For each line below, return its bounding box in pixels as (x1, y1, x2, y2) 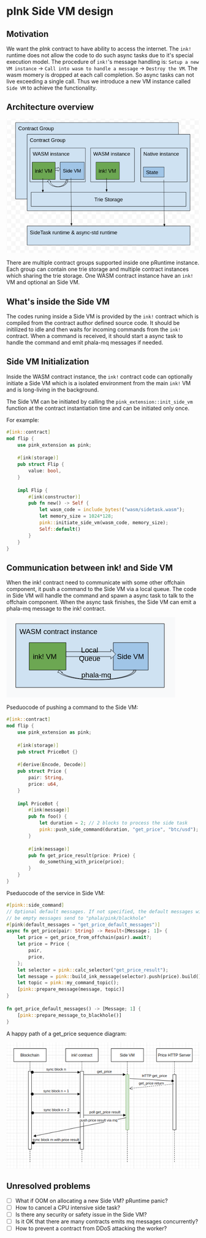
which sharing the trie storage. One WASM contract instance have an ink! (6, 272, 194, 280)
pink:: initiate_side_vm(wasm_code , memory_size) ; (39, 520, 169, 526)
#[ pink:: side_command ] (6, 902, 64, 908)
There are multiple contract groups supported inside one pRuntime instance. (6, 259, 200, 267)
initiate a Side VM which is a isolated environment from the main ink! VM (6, 379, 191, 386)
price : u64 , (28, 781, 59, 787)
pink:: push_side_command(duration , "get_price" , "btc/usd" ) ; (39, 826, 199, 833)
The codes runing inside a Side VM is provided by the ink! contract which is (6, 312, 199, 320)
